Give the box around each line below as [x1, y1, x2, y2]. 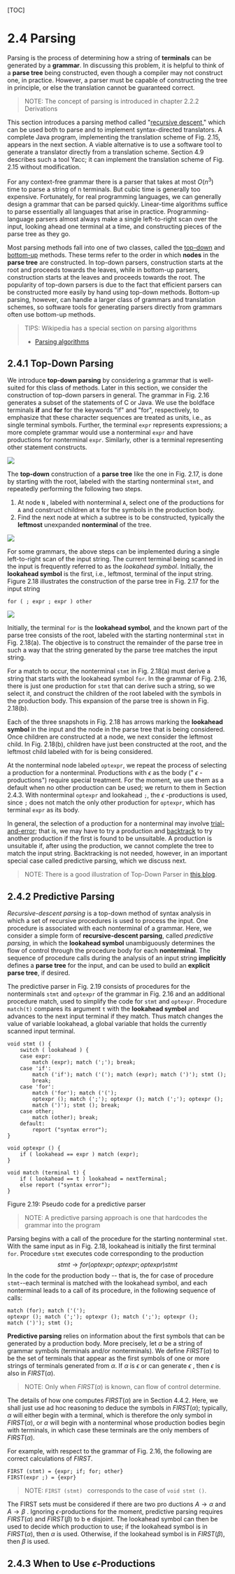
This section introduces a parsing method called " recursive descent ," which [7, 118, 226, 126]
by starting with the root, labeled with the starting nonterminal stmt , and [7, 477, 214, 486]
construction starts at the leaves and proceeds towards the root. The [7, 273, 206, 281]
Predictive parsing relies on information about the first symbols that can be [7, 1332, 225, 1341]
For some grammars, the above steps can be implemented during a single [7, 547, 220, 556]
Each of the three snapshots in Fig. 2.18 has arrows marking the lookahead [7, 718, 224, 726]
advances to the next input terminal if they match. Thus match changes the [7, 1012, 224, 1020]
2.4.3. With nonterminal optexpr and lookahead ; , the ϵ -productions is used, [7, 791, 228, 800]
